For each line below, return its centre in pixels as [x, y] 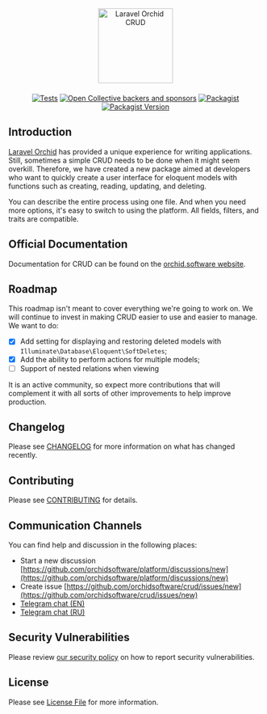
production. [27, 402]
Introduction [40, 132]
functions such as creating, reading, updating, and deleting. [108, 186]
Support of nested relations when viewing [90, 368]
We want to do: [33, 326]
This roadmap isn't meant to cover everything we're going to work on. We [131, 309]
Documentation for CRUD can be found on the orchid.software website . [127, 264]
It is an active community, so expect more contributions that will [114, 384]
